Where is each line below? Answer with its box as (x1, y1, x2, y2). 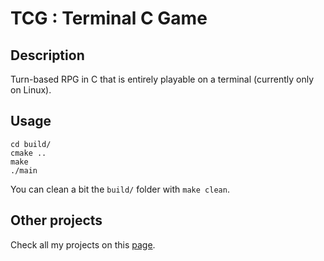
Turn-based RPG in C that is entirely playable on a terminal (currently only (10, 73, 315, 85)
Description (10, 47, 85, 64)
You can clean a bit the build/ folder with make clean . (10, 183, 230, 195)
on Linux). (10, 84, 52, 96)
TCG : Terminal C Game (10, 7, 208, 30)
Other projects (10, 212, 103, 229)
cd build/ (10, 139, 52, 149)
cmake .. (10, 148, 47, 158)
